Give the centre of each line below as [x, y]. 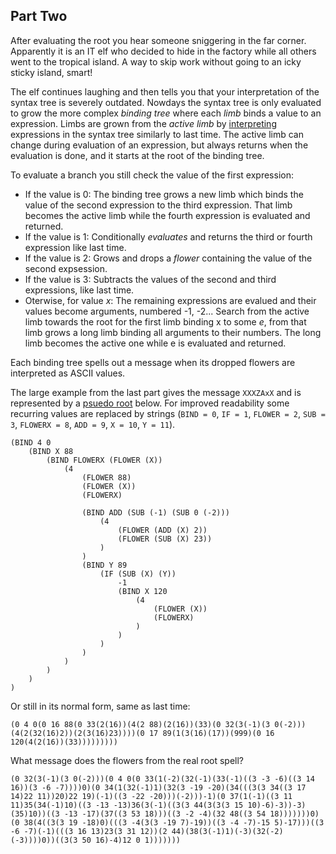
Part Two [39, 16]
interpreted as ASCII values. [68, 373]
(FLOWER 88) [106, 477]
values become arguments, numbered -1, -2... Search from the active [167, 311]
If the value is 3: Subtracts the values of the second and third [150, 279]
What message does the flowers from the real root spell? [127, 760]
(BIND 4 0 [31, 442]
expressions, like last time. [79, 290]
